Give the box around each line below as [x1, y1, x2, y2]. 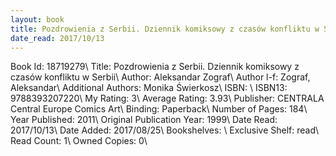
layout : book [10, 14, 65, 25]
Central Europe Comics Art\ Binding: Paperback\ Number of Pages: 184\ [10, 103, 308, 115]
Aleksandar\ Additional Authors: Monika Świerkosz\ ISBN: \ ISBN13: [10, 82, 288, 94]
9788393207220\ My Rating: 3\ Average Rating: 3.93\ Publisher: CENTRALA [10, 92, 325, 105]
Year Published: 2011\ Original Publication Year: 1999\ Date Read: [10, 114, 278, 126]
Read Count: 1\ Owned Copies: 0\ [10, 135, 148, 147]
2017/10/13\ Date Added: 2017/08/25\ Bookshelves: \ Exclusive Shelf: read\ [10, 124, 320, 136]
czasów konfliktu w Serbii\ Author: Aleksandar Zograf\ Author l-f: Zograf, [10, 71, 311, 83]
